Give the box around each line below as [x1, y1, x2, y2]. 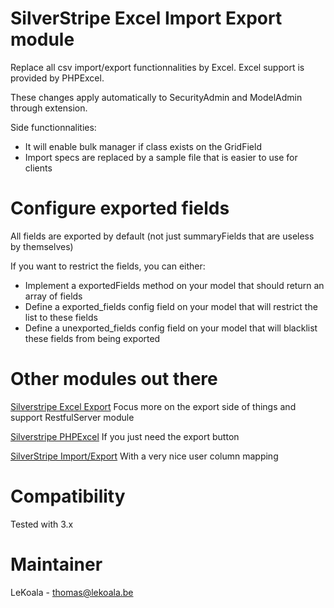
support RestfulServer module [10, 411, 135, 423]
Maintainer [10, 553, 103, 576]
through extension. [10, 102, 88, 114]
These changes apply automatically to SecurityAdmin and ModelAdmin [10, 91, 303, 103]
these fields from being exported [24, 332, 161, 344]
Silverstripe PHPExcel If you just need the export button [10, 430, 240, 442]
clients [24, 162, 53, 174]
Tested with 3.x [10, 518, 74, 530]
